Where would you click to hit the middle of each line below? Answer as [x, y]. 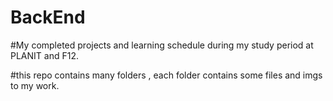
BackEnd [48, 17]
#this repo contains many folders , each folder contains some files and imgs [166, 75]
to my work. [35, 85]
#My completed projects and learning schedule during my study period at [162, 45]
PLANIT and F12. [44, 55]
